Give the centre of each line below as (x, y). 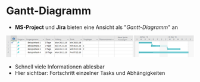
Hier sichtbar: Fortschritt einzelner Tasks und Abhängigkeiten (90, 73)
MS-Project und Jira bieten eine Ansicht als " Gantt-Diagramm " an (96, 27)
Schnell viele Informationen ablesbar (60, 67)
